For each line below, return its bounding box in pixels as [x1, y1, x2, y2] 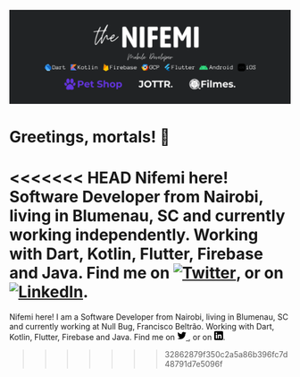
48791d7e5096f [164, 358, 223, 369]
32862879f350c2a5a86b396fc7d [164, 348, 288, 359]
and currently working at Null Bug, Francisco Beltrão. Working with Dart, [9, 321, 275, 331]
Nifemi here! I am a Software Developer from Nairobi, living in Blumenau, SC [9, 311, 288, 322]
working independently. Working [9, 225, 259, 245]
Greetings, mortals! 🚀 [9, 127, 171, 148]
